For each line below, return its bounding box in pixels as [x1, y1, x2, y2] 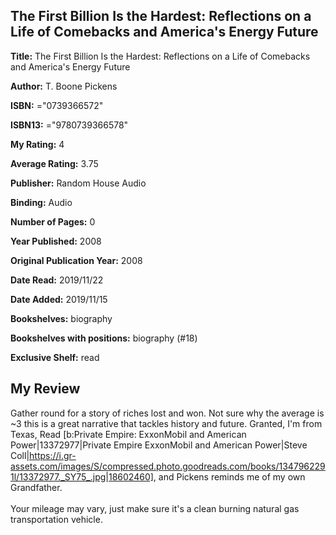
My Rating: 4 [10, 138, 65, 150]
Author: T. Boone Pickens [10, 80, 118, 92]
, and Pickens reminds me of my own [153, 470, 306, 483]
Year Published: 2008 [10, 235, 102, 247]
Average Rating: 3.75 [10, 157, 99, 169]
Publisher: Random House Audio [10, 177, 147, 189]
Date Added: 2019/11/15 [10, 293, 108, 305]
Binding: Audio [10, 196, 73, 208]
